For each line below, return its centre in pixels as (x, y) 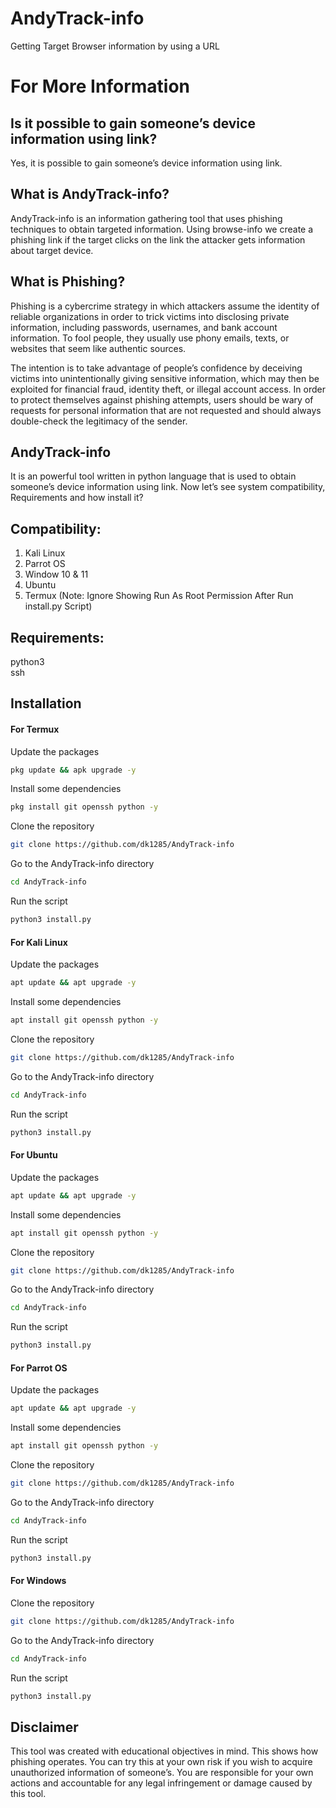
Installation (46, 703)
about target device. (52, 250)
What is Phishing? (68, 282)
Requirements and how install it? (77, 498)
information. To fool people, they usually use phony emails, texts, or (150, 338)
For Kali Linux (39, 942)
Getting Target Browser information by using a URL (115, 46)
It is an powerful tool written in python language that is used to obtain (153, 476)
